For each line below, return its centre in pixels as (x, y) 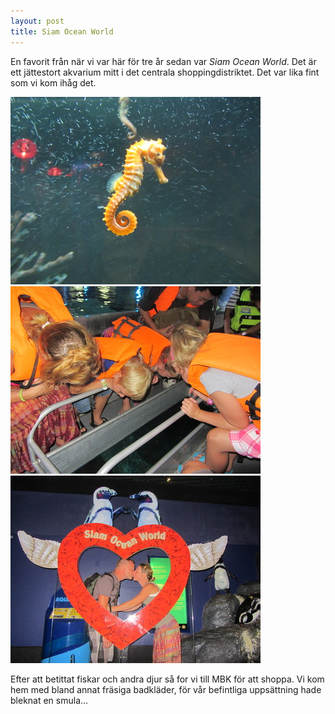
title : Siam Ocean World (62, 31)
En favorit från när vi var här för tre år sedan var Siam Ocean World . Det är (163, 61)
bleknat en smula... (49, 700)
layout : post (37, 21)
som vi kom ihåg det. (53, 82)
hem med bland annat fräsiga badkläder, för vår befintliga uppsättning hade (166, 689)
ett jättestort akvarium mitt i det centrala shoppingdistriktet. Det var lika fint (165, 72)
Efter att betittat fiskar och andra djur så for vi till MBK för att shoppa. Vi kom (167, 679)
